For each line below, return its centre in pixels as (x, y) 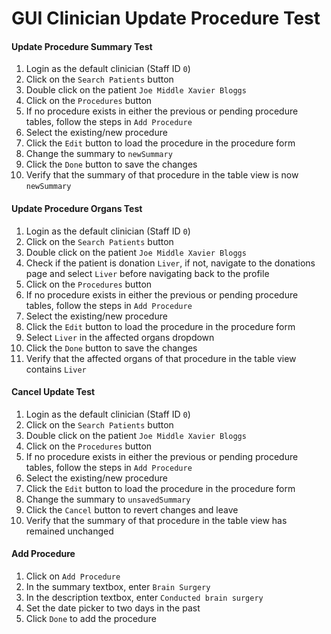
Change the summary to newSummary (99, 154)
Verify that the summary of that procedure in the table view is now (162, 175)
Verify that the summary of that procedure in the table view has (156, 520)
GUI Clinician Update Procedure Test (166, 18)
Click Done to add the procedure (91, 618)
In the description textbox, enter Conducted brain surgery (144, 597)
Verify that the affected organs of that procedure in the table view (161, 358)
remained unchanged (69, 531)
